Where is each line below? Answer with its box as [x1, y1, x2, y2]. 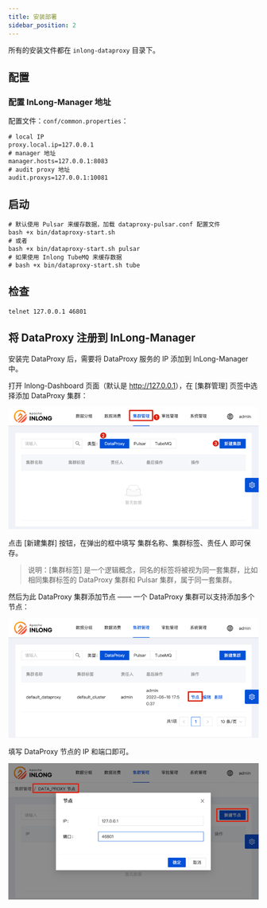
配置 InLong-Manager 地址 [8, 96, 111, 108]
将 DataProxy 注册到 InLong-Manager [8, 331, 196, 345]
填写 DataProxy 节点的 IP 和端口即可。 [8, 746, 133, 756]
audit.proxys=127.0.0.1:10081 [8, 174, 109, 182]
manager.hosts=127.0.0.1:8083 [8, 158, 109, 166]
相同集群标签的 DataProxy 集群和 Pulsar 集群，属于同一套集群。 [27, 575, 237, 585]
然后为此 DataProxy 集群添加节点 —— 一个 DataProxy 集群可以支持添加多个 [8, 592, 255, 601]
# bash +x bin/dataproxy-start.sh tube [8, 261, 141, 269]
